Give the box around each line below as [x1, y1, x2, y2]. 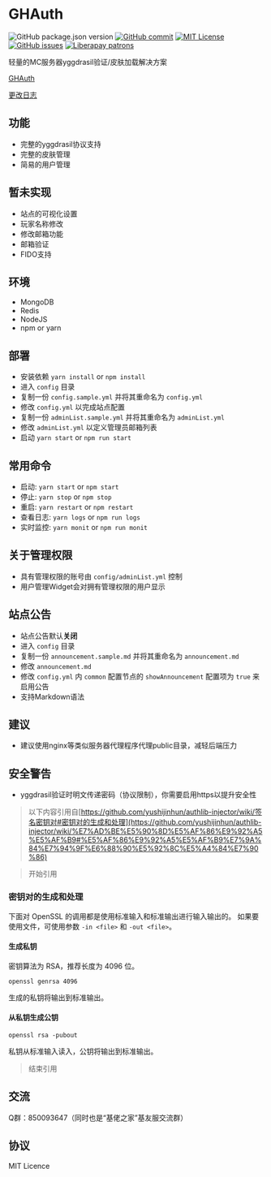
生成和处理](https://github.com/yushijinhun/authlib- [89, 817, 262, 827]
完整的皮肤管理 [19, 149, 71, 159]
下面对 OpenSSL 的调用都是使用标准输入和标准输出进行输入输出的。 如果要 [8, 911, 260, 921]
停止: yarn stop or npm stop [19, 492, 112, 502]
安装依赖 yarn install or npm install [19, 372, 146, 382]
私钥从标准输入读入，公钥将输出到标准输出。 [8, 1046, 158, 1056]
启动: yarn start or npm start [19, 482, 119, 491]
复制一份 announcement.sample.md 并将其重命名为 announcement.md [19, 651, 239, 661]
